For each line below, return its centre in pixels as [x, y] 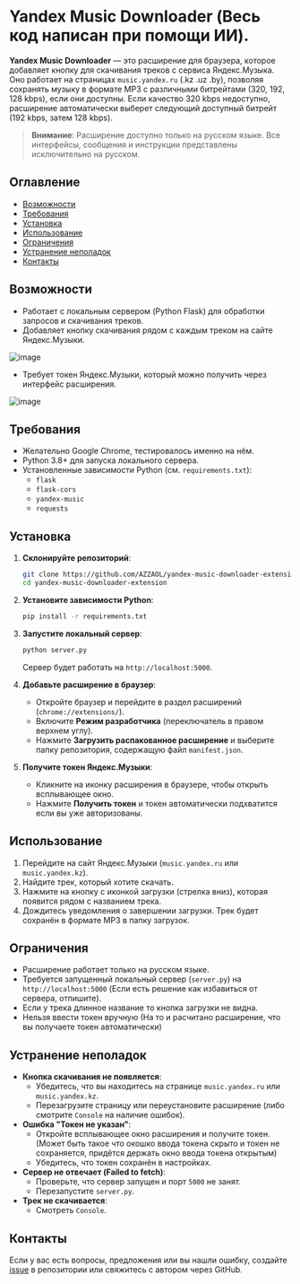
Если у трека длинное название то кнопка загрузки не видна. [140, 1008]
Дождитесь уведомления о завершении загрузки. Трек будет [140, 910]
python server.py [55, 650]
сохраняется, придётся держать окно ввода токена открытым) [156, 1153]
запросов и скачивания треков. [83, 320]
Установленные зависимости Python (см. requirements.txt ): [137, 470]
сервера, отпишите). [62, 999]
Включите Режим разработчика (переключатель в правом [150, 721]
